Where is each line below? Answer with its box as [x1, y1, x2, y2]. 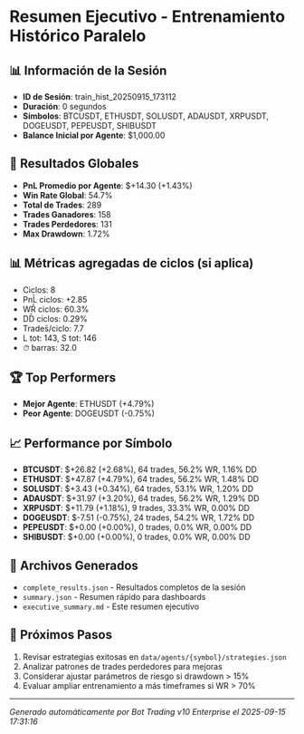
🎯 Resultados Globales [9, 156, 139, 171]
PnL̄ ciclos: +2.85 [22, 294, 88, 304]
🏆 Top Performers [9, 370, 117, 386]
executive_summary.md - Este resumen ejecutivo [22, 601, 200, 613]
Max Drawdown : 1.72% [22, 228, 110, 239]
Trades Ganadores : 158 [22, 208, 111, 219]
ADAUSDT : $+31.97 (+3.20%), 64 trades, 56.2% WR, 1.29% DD [22, 493, 260, 504]
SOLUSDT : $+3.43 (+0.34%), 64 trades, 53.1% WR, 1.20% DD [22, 483, 254, 495]
